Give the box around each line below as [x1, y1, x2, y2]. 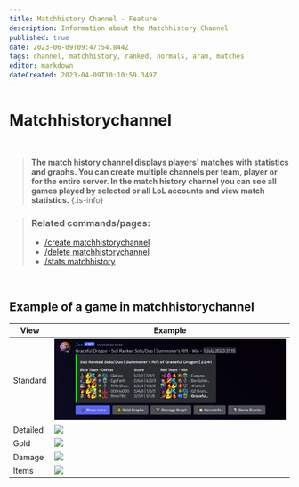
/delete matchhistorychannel [44, 247, 149, 257]
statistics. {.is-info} [30, 194, 104, 205]
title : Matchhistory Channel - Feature [9, 14, 158, 23]
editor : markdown [9, 61, 74, 70]
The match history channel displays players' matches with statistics [30, 157, 289, 167]
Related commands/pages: [30, 216, 151, 229]
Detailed [12, 425, 44, 435]
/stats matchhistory [44, 256, 116, 267]
